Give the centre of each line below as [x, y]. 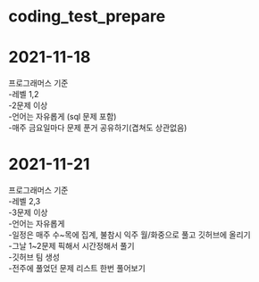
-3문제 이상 [28, 212]
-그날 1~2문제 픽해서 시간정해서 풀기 [71, 246]
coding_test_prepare [87, 17]
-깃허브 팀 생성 [34, 257]
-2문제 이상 [28, 105]
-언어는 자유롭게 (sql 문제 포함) [63, 117]
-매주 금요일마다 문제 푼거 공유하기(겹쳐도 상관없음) [98, 128]
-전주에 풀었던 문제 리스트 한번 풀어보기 [77, 269]
